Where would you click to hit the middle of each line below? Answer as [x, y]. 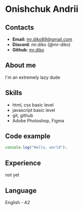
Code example [28, 136]
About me [21, 65]
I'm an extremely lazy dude [33, 77]
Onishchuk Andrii [42, 9]
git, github [23, 115]
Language [21, 190]
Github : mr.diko [28, 50]
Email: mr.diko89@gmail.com [42, 39]
